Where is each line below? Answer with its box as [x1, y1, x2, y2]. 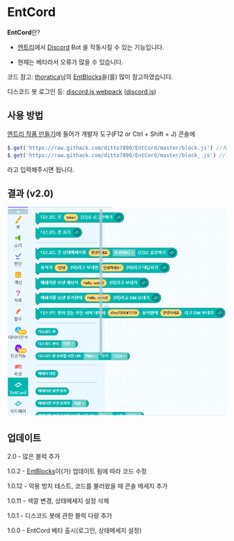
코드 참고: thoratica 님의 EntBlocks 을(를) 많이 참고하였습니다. [7, 73, 173, 81]
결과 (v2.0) [7, 188, 54, 199]
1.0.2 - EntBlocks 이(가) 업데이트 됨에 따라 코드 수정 [7, 466, 148, 475]
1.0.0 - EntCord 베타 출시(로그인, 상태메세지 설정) [7, 526, 142, 534]
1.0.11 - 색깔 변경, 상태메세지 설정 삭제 [7, 496, 109, 505]
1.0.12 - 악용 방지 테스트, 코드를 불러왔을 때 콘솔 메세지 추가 [7, 482, 169, 490]
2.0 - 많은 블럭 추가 [7, 452, 61, 460]
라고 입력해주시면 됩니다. [7, 165, 75, 174]
